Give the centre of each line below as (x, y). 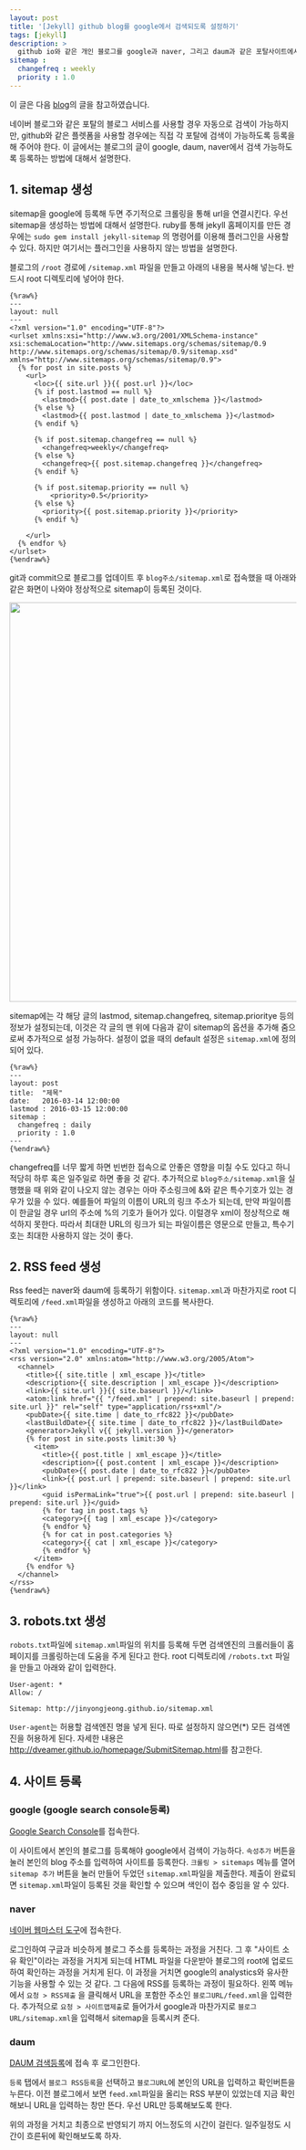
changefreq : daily (55, 1125)
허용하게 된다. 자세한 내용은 (75, 1738)
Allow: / (26, 1693)
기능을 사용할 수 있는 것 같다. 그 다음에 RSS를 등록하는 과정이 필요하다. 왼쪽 (143, 1984)
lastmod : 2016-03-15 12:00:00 (69, 1109)
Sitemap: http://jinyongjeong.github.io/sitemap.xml (112, 1709)
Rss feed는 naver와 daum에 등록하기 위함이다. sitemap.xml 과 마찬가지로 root (148, 1290)
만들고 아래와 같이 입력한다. (67, 1668)
